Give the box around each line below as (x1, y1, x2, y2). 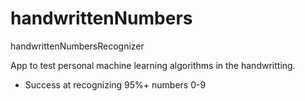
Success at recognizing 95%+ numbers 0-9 (24, 78, 207, 91)
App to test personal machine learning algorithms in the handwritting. (10, 59, 296, 71)
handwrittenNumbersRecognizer (10, 40, 145, 52)
